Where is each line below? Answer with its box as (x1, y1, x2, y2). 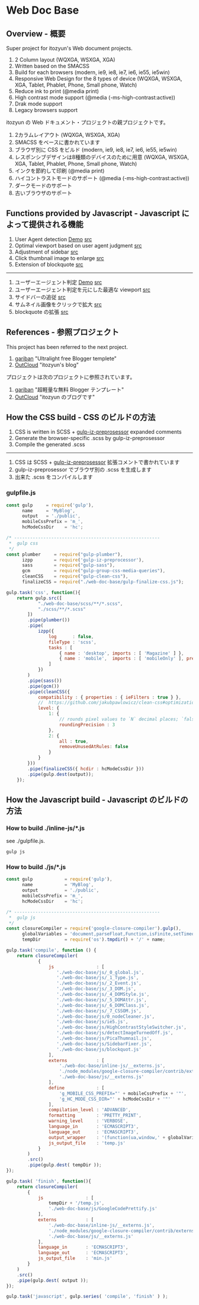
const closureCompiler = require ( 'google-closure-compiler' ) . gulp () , (6, 925, 182, 932)
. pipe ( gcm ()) (27, 683, 60, 689)
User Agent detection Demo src (14, 235, 92, 243)
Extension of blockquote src (14, 261, 84, 268)
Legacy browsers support (14, 107, 78, 113)
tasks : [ (48, 645, 73, 650)
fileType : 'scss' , (48, 639, 97, 645)
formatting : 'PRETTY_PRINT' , (48, 1112, 142, 1118)
